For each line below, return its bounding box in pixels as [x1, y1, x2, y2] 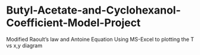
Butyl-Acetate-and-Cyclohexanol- [6, 4, 181, 17]
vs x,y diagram [6, 42, 43, 49]
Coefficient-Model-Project [6, 16, 141, 30]
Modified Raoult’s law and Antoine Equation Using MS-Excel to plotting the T [6, 35, 195, 43]
